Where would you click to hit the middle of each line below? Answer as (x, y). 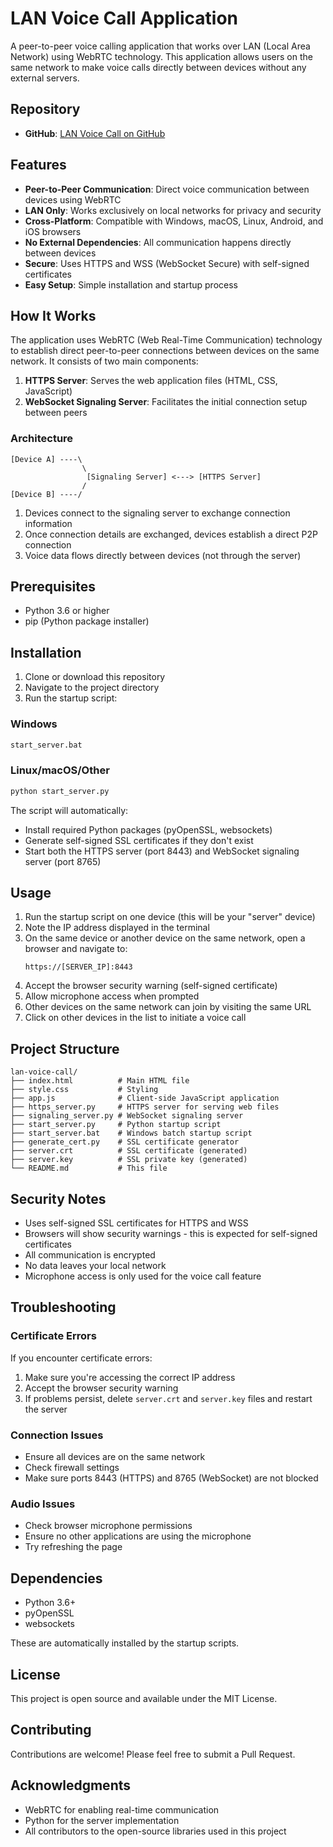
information (48, 523)
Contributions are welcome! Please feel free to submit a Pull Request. (153, 1754)
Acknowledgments (71, 1785)
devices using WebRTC (73, 199)
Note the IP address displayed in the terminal (117, 928)
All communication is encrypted (90, 1255)
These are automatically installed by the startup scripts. (125, 1643)
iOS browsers (53, 231)
